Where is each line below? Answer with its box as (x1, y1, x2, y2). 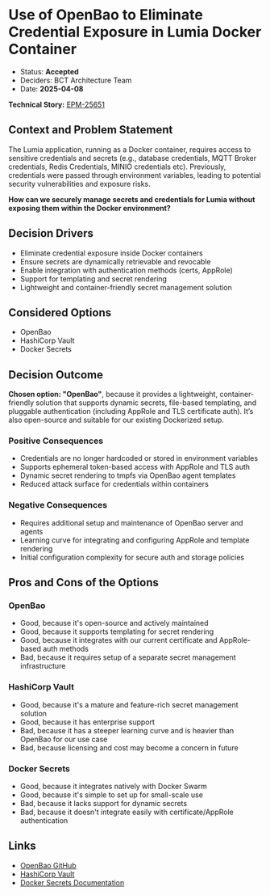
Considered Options (8, 306, 111, 319)
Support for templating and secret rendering (19, 273, 168, 284)
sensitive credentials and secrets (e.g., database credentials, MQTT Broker (8, 153, 257, 163)
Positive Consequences (8, 435, 103, 446)
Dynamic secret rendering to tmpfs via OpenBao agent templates (19, 471, 236, 480)
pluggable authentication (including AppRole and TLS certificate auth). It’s (8, 407, 254, 416)
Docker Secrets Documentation (19, 877, 125, 887)
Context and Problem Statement (8, 123, 173, 137)
